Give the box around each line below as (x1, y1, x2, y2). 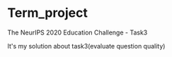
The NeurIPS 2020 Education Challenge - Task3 (7, 28, 148, 37)
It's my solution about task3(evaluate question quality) (7, 42, 166, 50)
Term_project (7, 5, 88, 21)
